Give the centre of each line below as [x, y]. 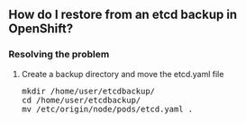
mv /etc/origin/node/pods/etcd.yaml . [107, 109]
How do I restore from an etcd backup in [123, 15]
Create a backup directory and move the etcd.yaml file [123, 74]
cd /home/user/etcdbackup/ [81, 100]
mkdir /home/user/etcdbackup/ [88, 91]
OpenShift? [41, 29]
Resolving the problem [59, 55]
